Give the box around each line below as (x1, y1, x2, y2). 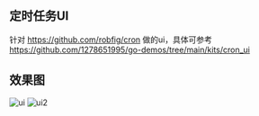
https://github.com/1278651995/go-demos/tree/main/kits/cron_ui (9, 44, 250, 55)
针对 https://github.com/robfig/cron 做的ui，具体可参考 (9, 34, 213, 45)
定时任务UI (9, 8, 69, 24)
